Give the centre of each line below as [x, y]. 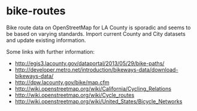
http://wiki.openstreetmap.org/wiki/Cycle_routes [75, 95]
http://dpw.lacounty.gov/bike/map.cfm [62, 82]
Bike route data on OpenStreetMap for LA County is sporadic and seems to [99, 27]
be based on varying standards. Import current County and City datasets [96, 33]
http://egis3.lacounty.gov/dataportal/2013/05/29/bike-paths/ [90, 63]
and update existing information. [46, 40]
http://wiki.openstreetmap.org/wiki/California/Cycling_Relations [93, 88]
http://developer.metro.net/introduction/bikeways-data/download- [96, 69]
